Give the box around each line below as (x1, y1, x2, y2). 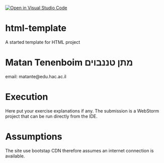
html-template (5, 23, 67, 34)
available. (5, 153, 25, 159)
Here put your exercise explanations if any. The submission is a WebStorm (5, 107, 159, 114)
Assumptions (5, 131, 62, 142)
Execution (5, 91, 48, 103)
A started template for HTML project (5, 39, 80, 45)
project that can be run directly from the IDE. (5, 113, 98, 119)
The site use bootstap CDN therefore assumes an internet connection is (5, 147, 154, 153)
